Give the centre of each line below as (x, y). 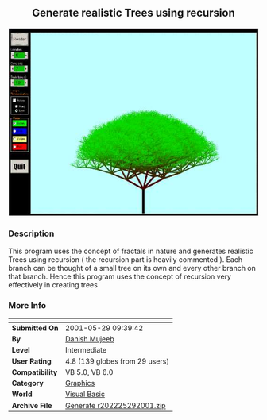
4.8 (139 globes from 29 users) (117, 361)
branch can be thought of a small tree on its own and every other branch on (132, 268)
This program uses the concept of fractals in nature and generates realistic (131, 251)
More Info (27, 305)
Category (27, 383)
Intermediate (86, 350)
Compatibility (35, 372)
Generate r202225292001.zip (115, 405)
